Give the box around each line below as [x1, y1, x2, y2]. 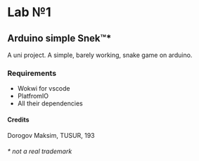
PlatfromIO [17, 92, 49, 101]
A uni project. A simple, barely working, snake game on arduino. [7, 51, 193, 59]
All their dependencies [17, 99, 83, 108]
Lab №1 [7, 4, 51, 20]
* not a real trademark [7, 147, 72, 155]
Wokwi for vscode [17, 84, 70, 93]
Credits [7, 115, 30, 124]
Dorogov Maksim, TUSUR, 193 [7, 131, 95, 139]
